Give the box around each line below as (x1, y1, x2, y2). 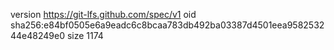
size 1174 (66, 30, 104, 41)
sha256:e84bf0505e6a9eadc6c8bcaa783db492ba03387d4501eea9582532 (10, 19, 325, 31)
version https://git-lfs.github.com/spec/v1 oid (10, 9, 197, 20)
